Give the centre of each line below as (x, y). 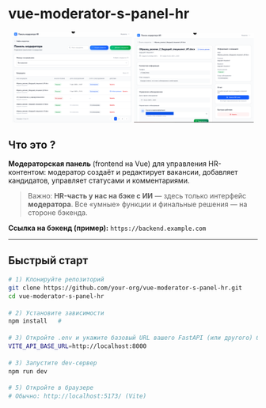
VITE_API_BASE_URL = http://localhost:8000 (78, 346)
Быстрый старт (48, 261)
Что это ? (32, 144)
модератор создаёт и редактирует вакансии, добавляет (143, 172)
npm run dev (28, 371)
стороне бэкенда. (58, 213)
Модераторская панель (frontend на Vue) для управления (108, 164)
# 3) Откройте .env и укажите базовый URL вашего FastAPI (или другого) (131, 338)
